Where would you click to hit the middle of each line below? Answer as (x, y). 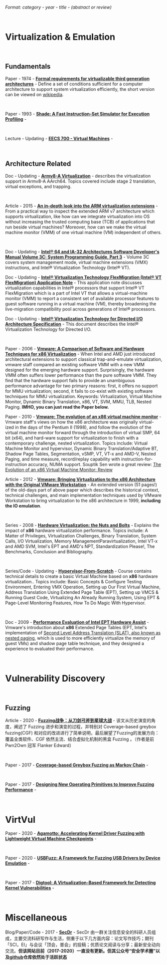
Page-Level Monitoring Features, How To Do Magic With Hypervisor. (76, 603)
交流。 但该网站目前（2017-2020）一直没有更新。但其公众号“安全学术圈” (81, 951)
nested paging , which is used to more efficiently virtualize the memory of (80, 638)
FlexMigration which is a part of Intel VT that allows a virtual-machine (77, 293)
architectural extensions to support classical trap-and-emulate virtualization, (84, 359)
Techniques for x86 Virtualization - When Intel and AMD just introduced (80, 354)
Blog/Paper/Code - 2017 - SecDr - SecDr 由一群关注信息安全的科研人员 (79, 932)
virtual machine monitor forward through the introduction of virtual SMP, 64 (83, 432)
